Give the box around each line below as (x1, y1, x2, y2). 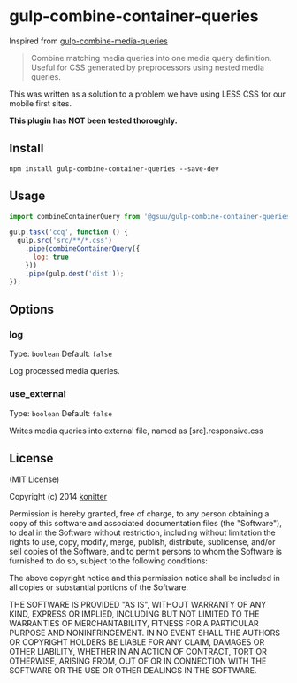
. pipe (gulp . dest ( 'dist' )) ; (25, 268, 125, 278)
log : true (32, 252, 69, 262)
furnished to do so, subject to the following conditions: (9, 555, 208, 566)
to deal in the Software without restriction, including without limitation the (9, 527, 276, 538)
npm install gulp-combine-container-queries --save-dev (9, 164, 219, 174)
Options (9, 301, 55, 316)
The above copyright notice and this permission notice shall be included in (9, 573, 280, 584)
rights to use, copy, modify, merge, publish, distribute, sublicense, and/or (9, 537, 276, 547)
